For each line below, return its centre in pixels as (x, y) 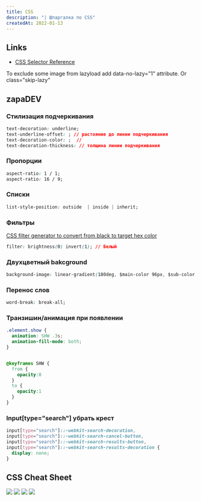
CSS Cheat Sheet (39, 477)
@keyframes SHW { (28, 363)
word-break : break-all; (36, 303)
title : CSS (20, 12)
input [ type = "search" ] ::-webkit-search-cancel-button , (75, 436)
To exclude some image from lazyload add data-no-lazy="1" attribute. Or (97, 74)
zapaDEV (24, 99)
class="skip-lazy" (28, 80)
